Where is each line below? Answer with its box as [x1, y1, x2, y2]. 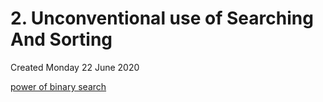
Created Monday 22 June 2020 [10, 61, 140, 73]
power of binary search [10, 80, 107, 92]
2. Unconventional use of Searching [10, 7, 314, 30]
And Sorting [10, 28, 113, 51]
